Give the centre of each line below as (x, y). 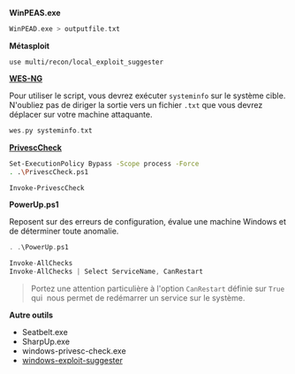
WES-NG (26, 78)
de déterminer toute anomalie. (64, 231)
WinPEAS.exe (35, 13)
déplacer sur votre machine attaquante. (81, 114)
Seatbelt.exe (45, 332)
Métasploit (30, 46)
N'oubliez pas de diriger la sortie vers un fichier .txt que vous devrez (136, 104)
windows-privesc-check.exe (74, 351)
